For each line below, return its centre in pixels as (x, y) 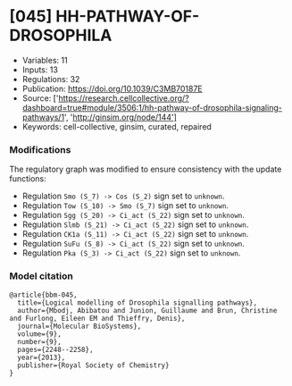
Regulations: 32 (51, 79)
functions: (28, 179)
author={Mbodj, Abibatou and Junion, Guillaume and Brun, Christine (147, 310)
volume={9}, (40, 334)
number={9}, (40, 341)
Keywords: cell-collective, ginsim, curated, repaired (117, 126)
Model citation (41, 276)
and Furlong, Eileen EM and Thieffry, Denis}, (97, 318)
